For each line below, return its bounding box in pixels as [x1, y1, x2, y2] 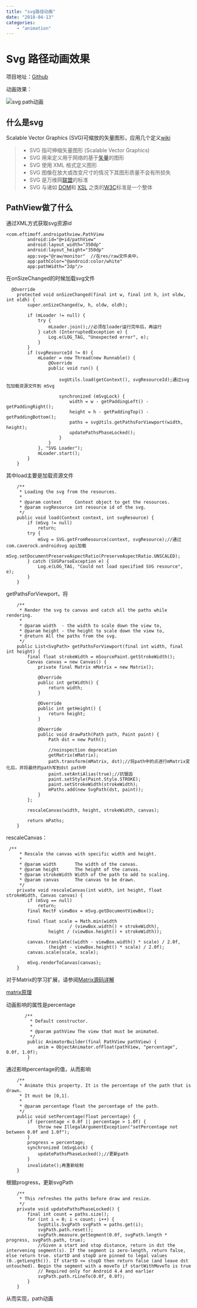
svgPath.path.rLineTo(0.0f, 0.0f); [37, 1273, 126, 1279]
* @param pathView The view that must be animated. [29, 1028, 160, 1035]
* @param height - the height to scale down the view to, [19, 628, 165, 634]
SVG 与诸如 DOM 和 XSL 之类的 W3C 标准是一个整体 [29, 184, 153, 191]
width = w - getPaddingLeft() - [69, 398, 149, 404]
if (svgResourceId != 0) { [27, 350, 94, 356]
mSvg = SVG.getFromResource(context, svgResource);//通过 [37, 536, 182, 542]
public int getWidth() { [37, 679, 99, 685]
